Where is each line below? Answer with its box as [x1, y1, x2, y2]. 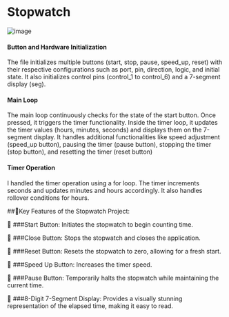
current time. [7, 280, 44, 289]
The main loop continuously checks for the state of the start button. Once [7, 111, 216, 119]
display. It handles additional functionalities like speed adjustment [33, 133, 220, 141]
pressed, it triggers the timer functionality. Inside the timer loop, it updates [7, 119, 219, 127]
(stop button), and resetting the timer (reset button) [7, 147, 153, 156]
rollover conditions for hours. [7, 194, 90, 202]
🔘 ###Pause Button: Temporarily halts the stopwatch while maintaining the [7, 274, 219, 282]
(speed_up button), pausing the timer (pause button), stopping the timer [7, 141, 212, 149]
